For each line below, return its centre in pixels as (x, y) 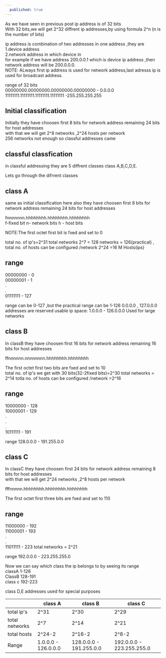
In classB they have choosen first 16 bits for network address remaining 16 (81, 343)
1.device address (22, 49)
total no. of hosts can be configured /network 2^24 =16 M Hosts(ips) (75, 247)
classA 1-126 (18, 572)
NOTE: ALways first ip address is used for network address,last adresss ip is (83, 70)
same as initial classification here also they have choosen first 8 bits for (78, 203)
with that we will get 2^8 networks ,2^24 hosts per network (65, 133)
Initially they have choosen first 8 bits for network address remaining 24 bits (83, 123)
